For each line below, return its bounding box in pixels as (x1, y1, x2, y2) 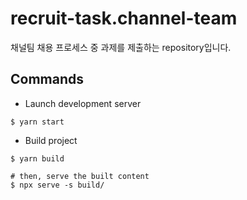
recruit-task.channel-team (10, 7, 238, 30)
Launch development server (24, 97, 142, 109)
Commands (10, 71, 85, 88)
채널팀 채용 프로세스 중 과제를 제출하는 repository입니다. (10, 41, 232, 53)
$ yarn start (10, 117, 65, 127)
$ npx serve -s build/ (10, 180, 105, 190)
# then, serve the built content (10, 171, 150, 181)
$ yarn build (10, 153, 65, 164)
